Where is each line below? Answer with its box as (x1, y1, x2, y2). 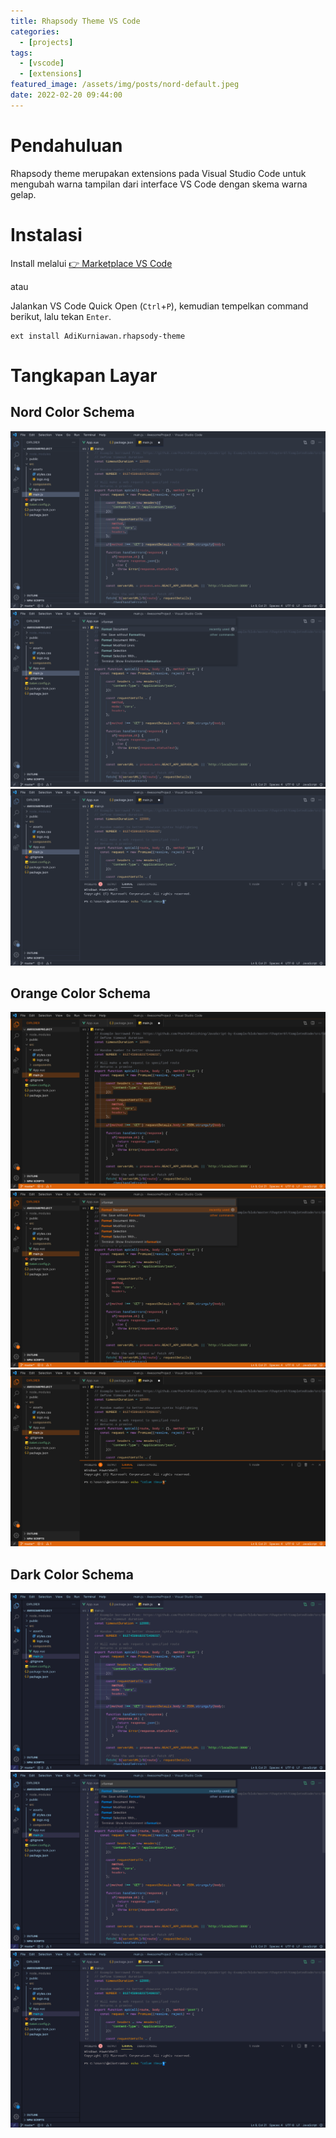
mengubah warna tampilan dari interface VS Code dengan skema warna (10, 178, 308, 190)
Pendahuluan (10, 134, 123, 157)
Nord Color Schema (10, 404, 135, 421)
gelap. (10, 188, 37, 200)
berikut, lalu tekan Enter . (10, 310, 112, 322)
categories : (10, 26, 60, 37)
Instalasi (10, 223, 83, 246)
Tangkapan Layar (10, 364, 158, 387)
